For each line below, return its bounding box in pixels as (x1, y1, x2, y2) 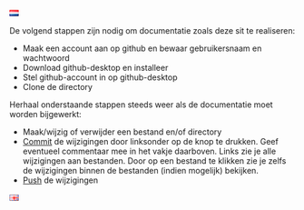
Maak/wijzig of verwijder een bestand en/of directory (22, 126, 222, 137)
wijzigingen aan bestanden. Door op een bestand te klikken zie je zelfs (22, 155, 287, 166)
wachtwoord (22, 53, 70, 63)
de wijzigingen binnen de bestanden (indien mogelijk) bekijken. (22, 165, 259, 175)
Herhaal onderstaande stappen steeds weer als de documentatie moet (9, 99, 274, 110)
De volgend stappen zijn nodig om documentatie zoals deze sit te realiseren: (9, 25, 296, 35)
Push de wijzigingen (22, 175, 98, 185)
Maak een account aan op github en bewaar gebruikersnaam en (22, 43, 262, 54)
